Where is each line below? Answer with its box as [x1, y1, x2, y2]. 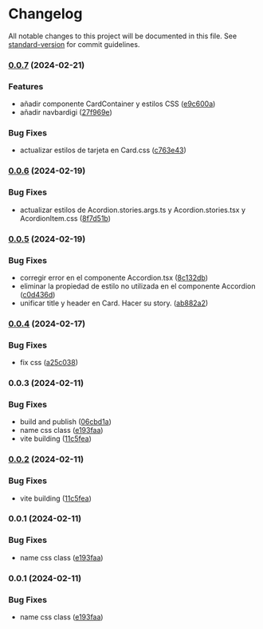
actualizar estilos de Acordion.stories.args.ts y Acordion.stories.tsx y [19, 205, 245, 214]
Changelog [8, 5, 83, 23]
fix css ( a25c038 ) [19, 358, 78, 368]
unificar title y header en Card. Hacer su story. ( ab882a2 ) [19, 298, 209, 308]
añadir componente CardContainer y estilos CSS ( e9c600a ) [19, 99, 216, 108]
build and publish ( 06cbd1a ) [19, 417, 112, 427]
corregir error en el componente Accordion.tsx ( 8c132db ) [19, 273, 209, 282]
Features [8, 81, 44, 92]
